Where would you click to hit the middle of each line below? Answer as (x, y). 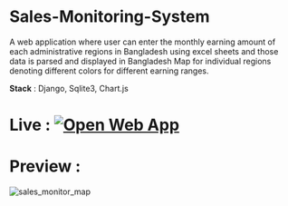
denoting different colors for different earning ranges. (110, 71)
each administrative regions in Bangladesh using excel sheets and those (144, 51)
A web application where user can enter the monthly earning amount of (143, 42)
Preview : (45, 167)
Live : (30, 125)
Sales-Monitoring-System (110, 17)
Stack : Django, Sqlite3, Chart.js (69, 88)
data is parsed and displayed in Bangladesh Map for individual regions (140, 61)
